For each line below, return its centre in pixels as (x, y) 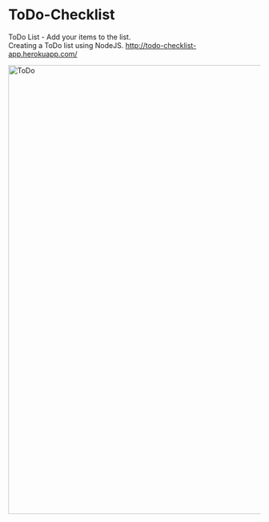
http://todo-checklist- (161, 45)
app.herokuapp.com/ (43, 54)
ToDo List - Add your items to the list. (70, 37)
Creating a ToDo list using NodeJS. (66, 45)
